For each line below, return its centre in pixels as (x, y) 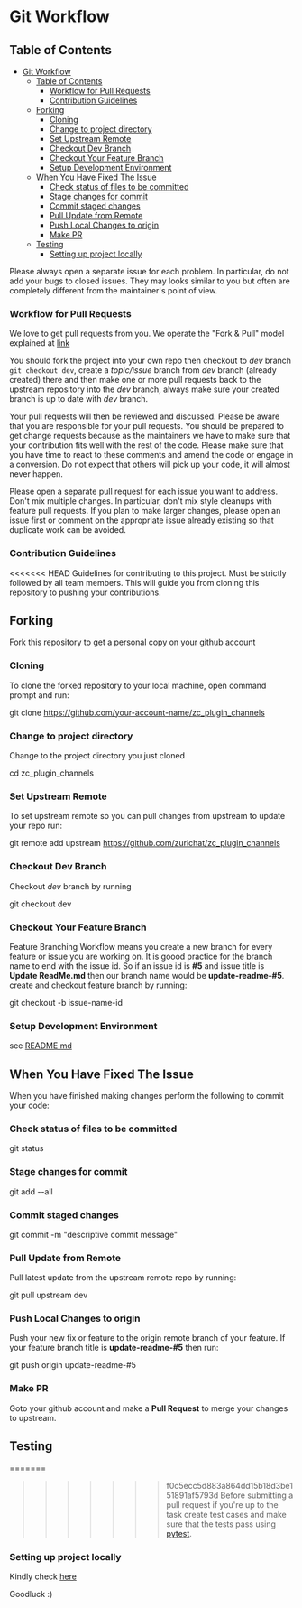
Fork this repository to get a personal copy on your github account (133, 642)
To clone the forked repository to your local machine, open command (138, 685)
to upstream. (33, 1417)
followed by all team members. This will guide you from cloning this (134, 582)
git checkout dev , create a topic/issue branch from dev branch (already (143, 370)
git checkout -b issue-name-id (66, 1002)
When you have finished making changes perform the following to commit (146, 1096)
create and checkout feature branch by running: (98, 985)
